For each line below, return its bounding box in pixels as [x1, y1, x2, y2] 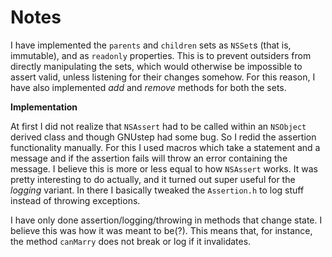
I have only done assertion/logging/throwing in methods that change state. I [10, 214, 323, 226]
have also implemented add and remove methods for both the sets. [10, 81, 287, 93]
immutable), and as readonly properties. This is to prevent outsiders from [10, 49, 312, 61]
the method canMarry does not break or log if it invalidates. [10, 235, 252, 247]
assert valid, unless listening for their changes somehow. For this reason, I [10, 71, 316, 83]
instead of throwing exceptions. [10, 194, 141, 206]
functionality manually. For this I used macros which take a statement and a [10, 141, 321, 153]
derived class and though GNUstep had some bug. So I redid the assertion [10, 131, 317, 143]
